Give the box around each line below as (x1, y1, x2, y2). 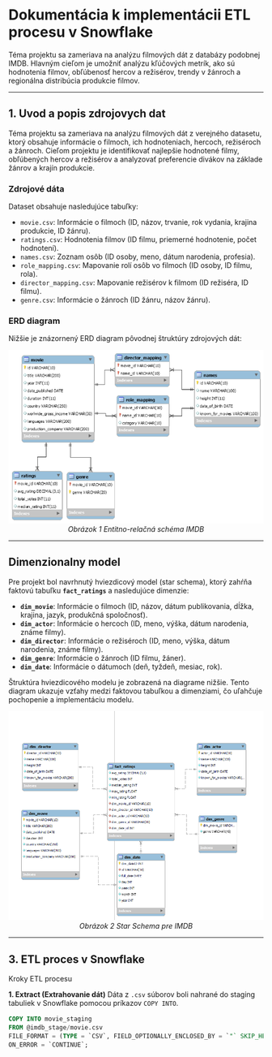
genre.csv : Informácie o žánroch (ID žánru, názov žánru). (19, 295, 210, 305)
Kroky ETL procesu (8, 974, 73, 984)
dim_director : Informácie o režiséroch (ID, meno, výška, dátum (19, 636, 231, 645)
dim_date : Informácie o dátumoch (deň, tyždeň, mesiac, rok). (19, 662, 223, 671)
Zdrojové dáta (8, 183, 65, 194)
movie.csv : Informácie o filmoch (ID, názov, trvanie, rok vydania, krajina (19, 218, 257, 227)
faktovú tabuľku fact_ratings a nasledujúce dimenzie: (8, 585, 189, 595)
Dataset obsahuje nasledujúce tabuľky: (8, 201, 139, 212)
